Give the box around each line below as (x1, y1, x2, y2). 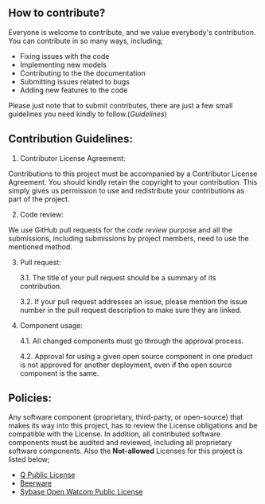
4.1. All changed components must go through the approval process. (19, 336, 244, 346)
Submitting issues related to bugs (19, 76, 130, 86)
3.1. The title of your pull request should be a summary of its (19, 272, 216, 282)
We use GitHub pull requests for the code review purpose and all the (8, 225, 233, 234)
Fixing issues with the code (19, 51, 110, 61)
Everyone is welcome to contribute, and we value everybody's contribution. (8, 27, 256, 37)
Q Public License (19, 470, 76, 480)
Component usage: (19, 320, 84, 330)
